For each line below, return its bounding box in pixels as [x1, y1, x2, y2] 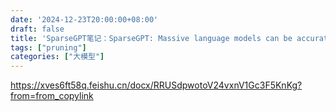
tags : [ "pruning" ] [10, 42, 87, 53]
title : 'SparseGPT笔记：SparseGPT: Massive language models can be [10, 33, 293, 43]
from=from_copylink [10, 90, 94, 102]
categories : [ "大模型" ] [10, 52, 105, 62]
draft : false [10, 24, 65, 34]
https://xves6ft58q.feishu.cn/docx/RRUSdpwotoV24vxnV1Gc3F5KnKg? [10, 79, 303, 91]
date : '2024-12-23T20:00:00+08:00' [10, 14, 159, 25]
